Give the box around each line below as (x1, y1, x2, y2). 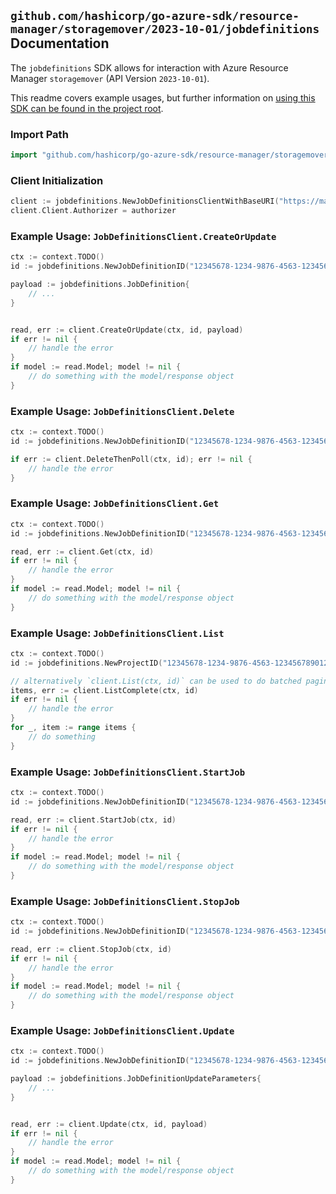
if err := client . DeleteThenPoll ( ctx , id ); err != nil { (10, 454, 253, 464)
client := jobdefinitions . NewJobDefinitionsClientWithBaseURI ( (10, 196, 280, 207)
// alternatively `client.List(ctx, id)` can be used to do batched (10, 676, 302, 686)
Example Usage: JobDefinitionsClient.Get (10, 496, 220, 510)
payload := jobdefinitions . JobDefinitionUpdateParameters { (10, 1074, 262, 1084)
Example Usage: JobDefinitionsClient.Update (10, 1023, 235, 1037)
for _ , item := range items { (10, 723, 137, 733)
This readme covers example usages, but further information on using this (10, 91, 316, 104)
